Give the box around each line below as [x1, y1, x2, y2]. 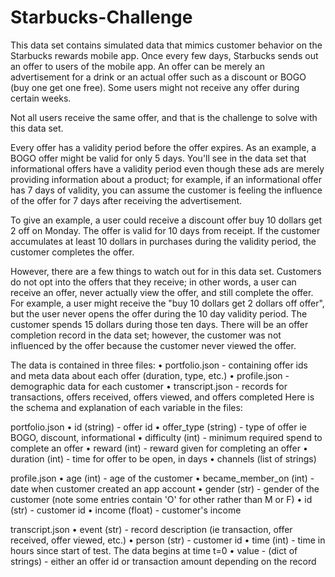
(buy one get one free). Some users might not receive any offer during [10, 81, 300, 93]
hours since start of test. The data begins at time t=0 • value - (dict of [10, 544, 298, 556]
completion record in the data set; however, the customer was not [10, 329, 282, 341]
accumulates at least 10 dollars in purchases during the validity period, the [10, 235, 317, 247]
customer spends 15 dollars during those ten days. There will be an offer [10, 318, 309, 330]
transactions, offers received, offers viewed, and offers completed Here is [10, 391, 315, 403]
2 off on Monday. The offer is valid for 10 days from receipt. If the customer [10, 224, 321, 236]
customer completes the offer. [10, 246, 135, 258]
